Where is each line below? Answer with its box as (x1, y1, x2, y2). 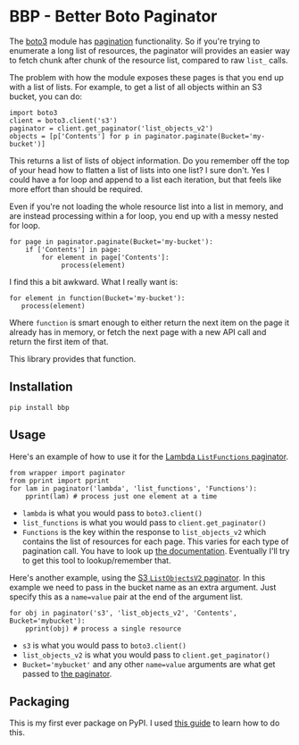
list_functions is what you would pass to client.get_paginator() (21, 516, 267, 528)
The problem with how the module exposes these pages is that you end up (9, 71, 284, 82)
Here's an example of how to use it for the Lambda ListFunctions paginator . (9, 451, 288, 462)
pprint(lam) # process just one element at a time (25, 491, 218, 501)
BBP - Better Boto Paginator (9, 6, 218, 27)
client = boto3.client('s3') (9, 116, 118, 125)
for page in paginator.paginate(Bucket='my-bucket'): (9, 237, 214, 247)
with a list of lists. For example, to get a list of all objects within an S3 (9, 81, 262, 92)
